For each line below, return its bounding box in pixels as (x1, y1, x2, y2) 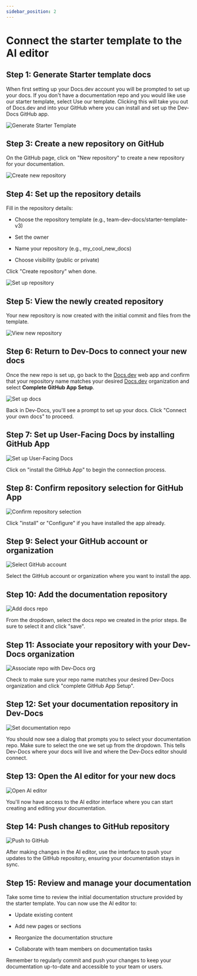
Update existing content (14, 911, 73, 918)
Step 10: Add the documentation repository (6, 589, 168, 600)
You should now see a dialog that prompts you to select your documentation (6, 736, 191, 743)
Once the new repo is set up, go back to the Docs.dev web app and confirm (6, 371, 190, 378)
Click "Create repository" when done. (6, 268, 97, 275)
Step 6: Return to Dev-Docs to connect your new (6, 346, 187, 356)
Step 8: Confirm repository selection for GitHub (6, 483, 183, 493)
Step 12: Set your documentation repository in (6, 699, 178, 709)
